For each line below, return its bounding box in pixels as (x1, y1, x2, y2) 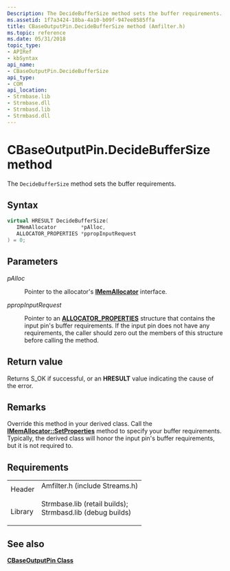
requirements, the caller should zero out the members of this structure (24, 328, 223, 337)
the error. (7, 381, 34, 389)
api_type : (7, 74, 36, 81)
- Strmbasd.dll (7, 112, 51, 119)
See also (7, 538, 45, 550)
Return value (7, 356, 63, 368)
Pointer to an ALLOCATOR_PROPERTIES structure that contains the (24, 314, 216, 322)
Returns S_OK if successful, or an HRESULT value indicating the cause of (7, 374, 214, 383)
